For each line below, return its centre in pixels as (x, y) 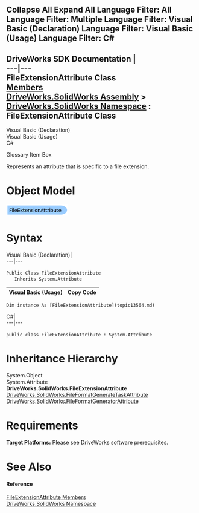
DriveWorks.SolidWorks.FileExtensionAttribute (67, 388)
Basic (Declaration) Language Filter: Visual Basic (100, 29)
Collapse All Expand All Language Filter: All (89, 10)
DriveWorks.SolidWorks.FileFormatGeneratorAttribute (72, 401)
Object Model (41, 191)
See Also (29, 467)
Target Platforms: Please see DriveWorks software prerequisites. (87, 442)
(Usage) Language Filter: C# (60, 38)
